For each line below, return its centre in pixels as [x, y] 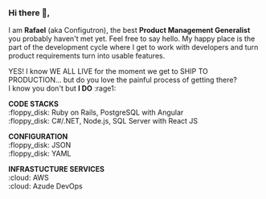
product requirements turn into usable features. [87, 56]
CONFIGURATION [38, 136]
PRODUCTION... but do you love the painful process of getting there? [123, 80]
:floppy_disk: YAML [40, 154]
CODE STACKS [33, 104]
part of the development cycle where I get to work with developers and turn [133, 47]
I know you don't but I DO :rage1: [62, 88]
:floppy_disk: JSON [40, 145]
